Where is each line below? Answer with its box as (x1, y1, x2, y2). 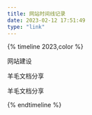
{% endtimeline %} (7, 101, 62, 109)
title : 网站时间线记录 (7, 10, 66, 18)
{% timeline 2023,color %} (7, 43, 84, 51)
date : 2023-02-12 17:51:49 (7, 17, 86, 24)
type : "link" (7, 23, 45, 30)
